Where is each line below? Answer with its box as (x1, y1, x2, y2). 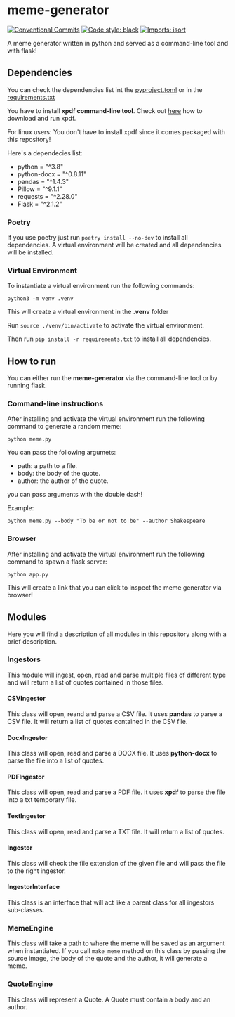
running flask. (7, 382, 47, 390)
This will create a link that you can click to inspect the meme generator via (7, 583, 222, 592)
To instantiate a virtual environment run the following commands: (7, 282, 195, 290)
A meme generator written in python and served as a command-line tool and (7, 39, 229, 47)
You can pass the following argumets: (7, 448, 116, 457)
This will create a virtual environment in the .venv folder (7, 308, 169, 316)
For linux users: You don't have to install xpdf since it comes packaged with (7, 127, 226, 136)
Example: (7, 504, 34, 512)
